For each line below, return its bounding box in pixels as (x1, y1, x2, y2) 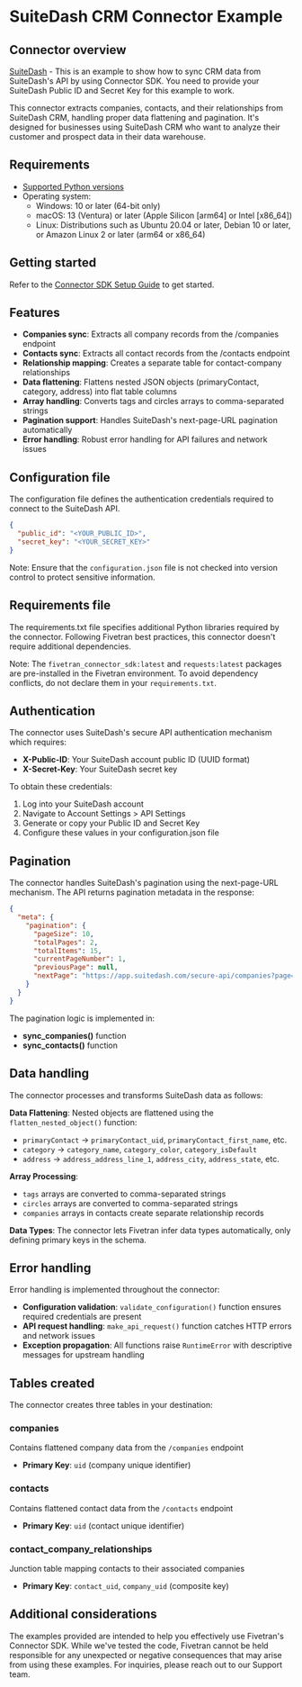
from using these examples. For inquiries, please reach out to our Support (9, 1659, 283, 1670)
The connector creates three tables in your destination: (9, 1400, 213, 1411)
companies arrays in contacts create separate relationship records (22, 1207, 264, 1218)
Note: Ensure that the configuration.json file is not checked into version (9, 562, 279, 573)
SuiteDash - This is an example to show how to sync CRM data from (9, 66, 262, 77)
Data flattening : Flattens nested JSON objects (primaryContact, (22, 376, 260, 388)
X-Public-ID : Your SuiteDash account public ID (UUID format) (22, 754, 250, 765)
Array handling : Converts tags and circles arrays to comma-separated (22, 396, 285, 407)
